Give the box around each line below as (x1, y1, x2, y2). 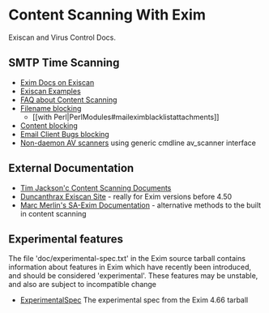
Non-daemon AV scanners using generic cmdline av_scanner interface (19, 138, 257, 148)
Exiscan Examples (19, 86, 81, 96)
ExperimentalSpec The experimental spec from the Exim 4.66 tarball (19, 295, 249, 305)
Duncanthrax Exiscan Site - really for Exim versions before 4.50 (19, 191, 233, 201)
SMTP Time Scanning (8, 56, 120, 70)
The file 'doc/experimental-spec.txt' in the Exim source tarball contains (8, 254, 246, 264)
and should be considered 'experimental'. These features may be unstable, (8, 271, 258, 281)
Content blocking (19, 120, 79, 131)
